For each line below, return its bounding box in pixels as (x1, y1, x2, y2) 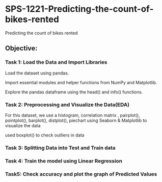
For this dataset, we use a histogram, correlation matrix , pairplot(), (5, 112, 140, 118)
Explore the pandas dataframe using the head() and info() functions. (5, 89, 143, 95)
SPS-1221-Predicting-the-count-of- (5, 3, 154, 15)
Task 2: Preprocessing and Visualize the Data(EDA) (5, 101, 130, 108)
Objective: (5, 44, 38, 52)
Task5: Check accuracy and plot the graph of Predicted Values (5, 170, 157, 177)
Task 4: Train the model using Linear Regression (5, 158, 123, 164)
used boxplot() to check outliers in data (5, 132, 84, 138)
